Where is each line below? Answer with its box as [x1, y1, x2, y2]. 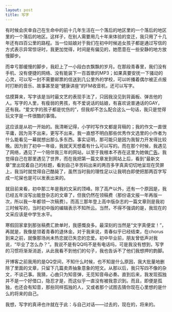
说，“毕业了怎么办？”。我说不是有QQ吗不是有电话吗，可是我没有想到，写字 [5, 241, 164, 247]
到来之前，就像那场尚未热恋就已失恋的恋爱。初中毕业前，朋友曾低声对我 [5, 235, 158, 241]
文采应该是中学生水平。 [5, 211, 55, 217]
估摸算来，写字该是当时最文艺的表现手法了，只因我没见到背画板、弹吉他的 [5, 93, 162, 100]
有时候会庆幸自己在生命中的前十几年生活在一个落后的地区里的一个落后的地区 [5, 27, 167, 33]
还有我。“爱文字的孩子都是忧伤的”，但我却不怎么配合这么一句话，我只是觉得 [5, 106, 166, 113]
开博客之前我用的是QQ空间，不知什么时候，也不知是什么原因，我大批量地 [5, 258, 160, 264]
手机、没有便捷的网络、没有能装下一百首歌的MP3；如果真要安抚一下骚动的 [5, 70, 163, 76]
